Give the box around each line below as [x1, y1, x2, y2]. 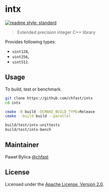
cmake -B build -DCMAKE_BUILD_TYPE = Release [5, 109, 95, 114]
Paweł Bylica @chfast [5, 154, 49, 160]
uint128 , [12, 48, 29, 54]
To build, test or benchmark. [5, 86, 62, 92]
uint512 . [12, 59, 29, 64]
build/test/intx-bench [5, 127, 51, 132]
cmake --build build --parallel [5, 114, 71, 119]
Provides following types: [5, 38, 56, 45]
